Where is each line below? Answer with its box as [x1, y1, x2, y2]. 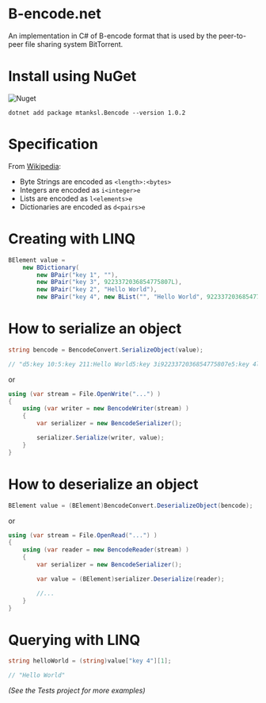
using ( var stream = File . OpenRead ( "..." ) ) [8, 531, 158, 540]
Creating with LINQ [8, 230, 136, 248]
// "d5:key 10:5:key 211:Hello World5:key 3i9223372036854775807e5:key [8, 360, 249, 368]
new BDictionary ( [22, 263, 80, 271]
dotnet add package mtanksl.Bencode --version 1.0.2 [8, 109, 186, 117]
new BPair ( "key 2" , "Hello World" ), [36, 286, 158, 294]
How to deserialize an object [8, 475, 199, 493]
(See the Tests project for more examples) [8, 686, 146, 695]
